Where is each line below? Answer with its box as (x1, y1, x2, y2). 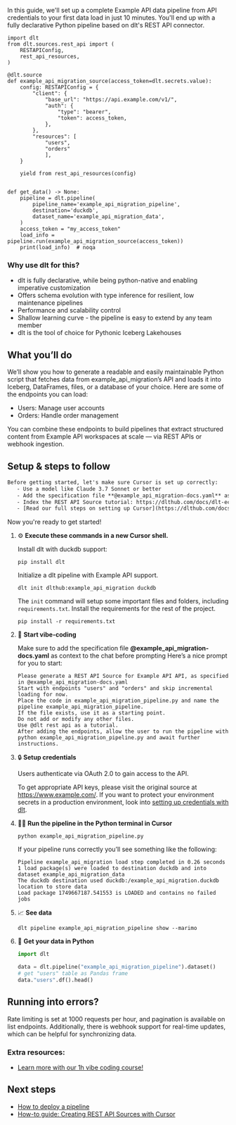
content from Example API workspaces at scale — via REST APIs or (7, 432, 202, 441)
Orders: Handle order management (17, 411, 119, 420)
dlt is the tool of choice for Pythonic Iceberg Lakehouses (17, 329, 182, 337)
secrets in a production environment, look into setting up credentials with (17, 798, 229, 807)
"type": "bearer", (57, 108, 112, 115)
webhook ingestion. (7, 440, 65, 448)
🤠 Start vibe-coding (17, 630, 77, 639)
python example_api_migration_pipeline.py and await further (17, 734, 201, 741)
